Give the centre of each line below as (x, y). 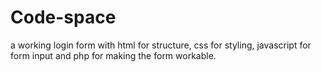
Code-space (63, 17)
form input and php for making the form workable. (113, 55)
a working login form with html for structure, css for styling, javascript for (161, 45)
